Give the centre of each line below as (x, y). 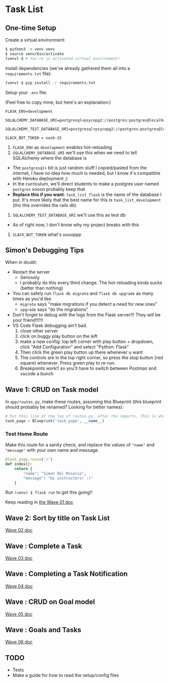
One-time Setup (31, 28)
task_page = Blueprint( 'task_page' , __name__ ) (55, 421)
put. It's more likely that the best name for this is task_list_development (87, 199)
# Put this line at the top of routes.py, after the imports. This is (81, 417)
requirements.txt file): (28, 74)
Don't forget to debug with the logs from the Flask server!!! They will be (87, 315)
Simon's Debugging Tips (45, 250)
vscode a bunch (37, 374)
